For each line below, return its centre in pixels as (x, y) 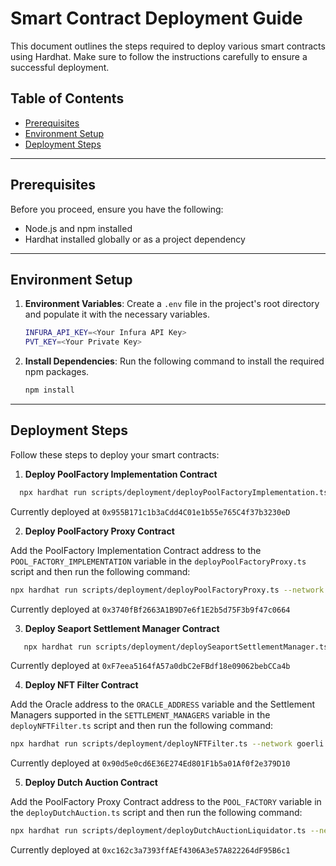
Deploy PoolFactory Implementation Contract (121, 474)
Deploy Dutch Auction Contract (91, 783)
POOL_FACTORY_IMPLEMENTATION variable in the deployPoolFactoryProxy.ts (158, 561)
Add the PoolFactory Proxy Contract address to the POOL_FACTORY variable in (166, 802)
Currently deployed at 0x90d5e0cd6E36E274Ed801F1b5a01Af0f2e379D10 (150, 763)
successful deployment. (60, 67)
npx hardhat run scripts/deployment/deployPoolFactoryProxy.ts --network (167, 590)
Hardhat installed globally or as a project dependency (135, 239)
